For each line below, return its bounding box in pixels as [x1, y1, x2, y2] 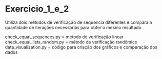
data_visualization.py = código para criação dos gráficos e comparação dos [5, 44, 158, 50]
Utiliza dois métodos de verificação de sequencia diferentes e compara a [5, 19, 152, 25]
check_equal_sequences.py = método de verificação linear [5, 34, 123, 40]
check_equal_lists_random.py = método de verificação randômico [5, 39, 138, 44]
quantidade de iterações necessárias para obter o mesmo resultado [5, 24, 142, 30]
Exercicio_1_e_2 [5, 3, 69, 15]
